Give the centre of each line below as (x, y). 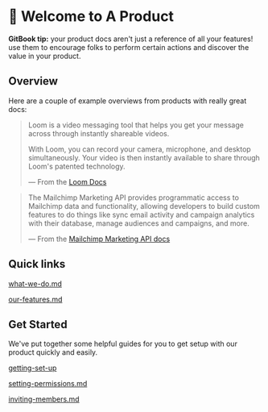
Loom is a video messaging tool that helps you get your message (136, 125)
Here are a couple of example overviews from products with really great (128, 101)
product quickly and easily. (53, 352)
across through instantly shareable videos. (99, 133)
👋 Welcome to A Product (91, 17)
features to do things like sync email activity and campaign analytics (141, 214)
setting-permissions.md (48, 384)
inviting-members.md (44, 399)
